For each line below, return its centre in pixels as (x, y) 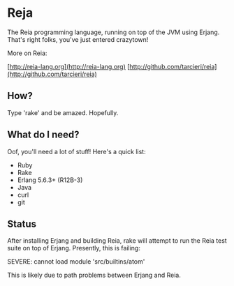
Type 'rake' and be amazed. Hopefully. (63, 112)
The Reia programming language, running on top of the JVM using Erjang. (114, 32)
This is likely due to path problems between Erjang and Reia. (94, 275)
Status (22, 224)
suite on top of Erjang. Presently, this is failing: (74, 248)
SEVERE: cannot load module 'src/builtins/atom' (76, 262)
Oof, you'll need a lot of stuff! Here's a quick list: (76, 151)
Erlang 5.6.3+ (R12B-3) (50, 180)
